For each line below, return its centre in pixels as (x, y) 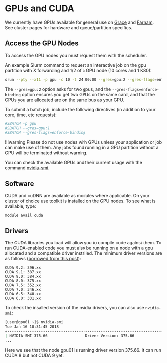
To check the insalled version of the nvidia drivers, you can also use (75, 307)
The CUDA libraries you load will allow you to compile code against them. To (83, 242)
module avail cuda (24, 215)
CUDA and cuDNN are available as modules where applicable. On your (77, 196)
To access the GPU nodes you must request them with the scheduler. (76, 55)
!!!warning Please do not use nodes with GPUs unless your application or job (83, 142)
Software (20, 183)
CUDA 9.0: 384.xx (23, 276)
